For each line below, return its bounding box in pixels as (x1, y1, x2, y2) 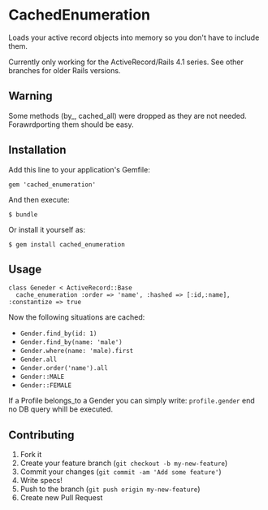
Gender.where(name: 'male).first (19, 347, 134, 355)
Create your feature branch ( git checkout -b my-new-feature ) (19, 458, 228, 469)
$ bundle (8, 210, 38, 219)
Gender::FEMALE (19, 381, 72, 390)
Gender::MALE (19, 373, 65, 381)
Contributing (8, 428, 75, 442)
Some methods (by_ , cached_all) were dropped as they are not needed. (8, 111, 248, 120)
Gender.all (19, 355, 58, 364)
